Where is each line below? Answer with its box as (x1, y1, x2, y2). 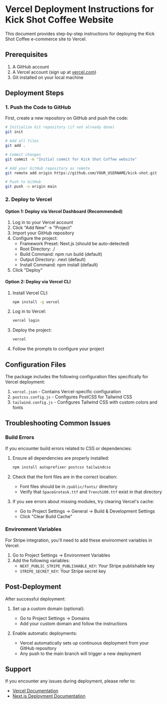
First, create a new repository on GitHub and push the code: (5, 115, 129, 121)
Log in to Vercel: (12, 308, 46, 314)
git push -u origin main (5, 184, 57, 189)
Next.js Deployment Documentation (12, 693, 86, 699)
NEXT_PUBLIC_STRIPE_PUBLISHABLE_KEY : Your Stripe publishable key (19, 563, 155, 569)
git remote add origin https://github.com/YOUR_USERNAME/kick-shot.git (5, 170, 157, 175)
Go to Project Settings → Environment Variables (12, 552, 111, 558)
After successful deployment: (5, 596, 66, 602)
